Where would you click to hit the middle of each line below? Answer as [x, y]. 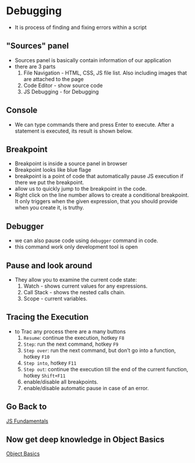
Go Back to [27, 407]
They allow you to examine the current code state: [76, 280]
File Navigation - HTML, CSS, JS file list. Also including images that [105, 73]
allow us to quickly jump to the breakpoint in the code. [81, 189]
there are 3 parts [35, 66]
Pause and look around [49, 266]
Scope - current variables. [55, 298]
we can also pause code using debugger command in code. [86, 240]
